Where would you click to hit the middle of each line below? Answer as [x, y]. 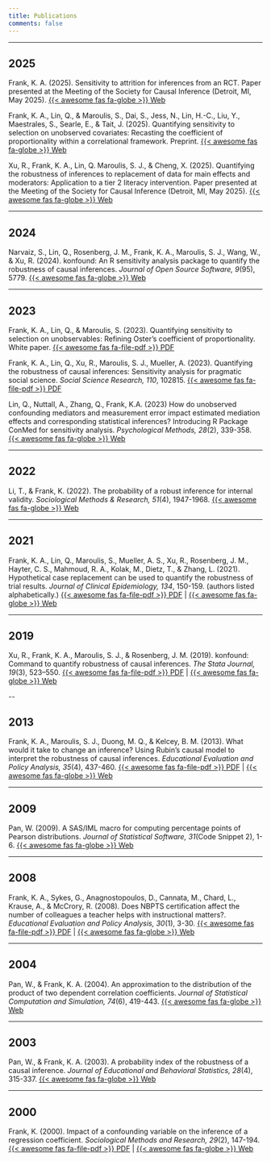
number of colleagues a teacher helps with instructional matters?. [117, 914]
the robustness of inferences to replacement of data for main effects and [129, 174]
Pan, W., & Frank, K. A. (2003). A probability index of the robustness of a [128, 1062]
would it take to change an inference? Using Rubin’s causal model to [122, 750]
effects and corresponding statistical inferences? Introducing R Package [128, 421]
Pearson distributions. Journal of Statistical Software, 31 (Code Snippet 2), [131, 836]
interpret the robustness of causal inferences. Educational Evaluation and [131, 759]
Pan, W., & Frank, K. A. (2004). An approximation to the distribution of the [130, 984]
